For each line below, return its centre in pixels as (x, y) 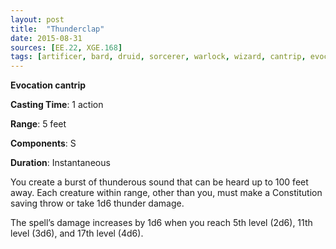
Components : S (43, 143)
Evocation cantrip (48, 85)
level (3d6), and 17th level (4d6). (77, 233)
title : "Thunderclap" (57, 29)
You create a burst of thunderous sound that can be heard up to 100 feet (159, 182)
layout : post (37, 19)
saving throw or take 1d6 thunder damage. (97, 203)
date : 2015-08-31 (46, 38)
